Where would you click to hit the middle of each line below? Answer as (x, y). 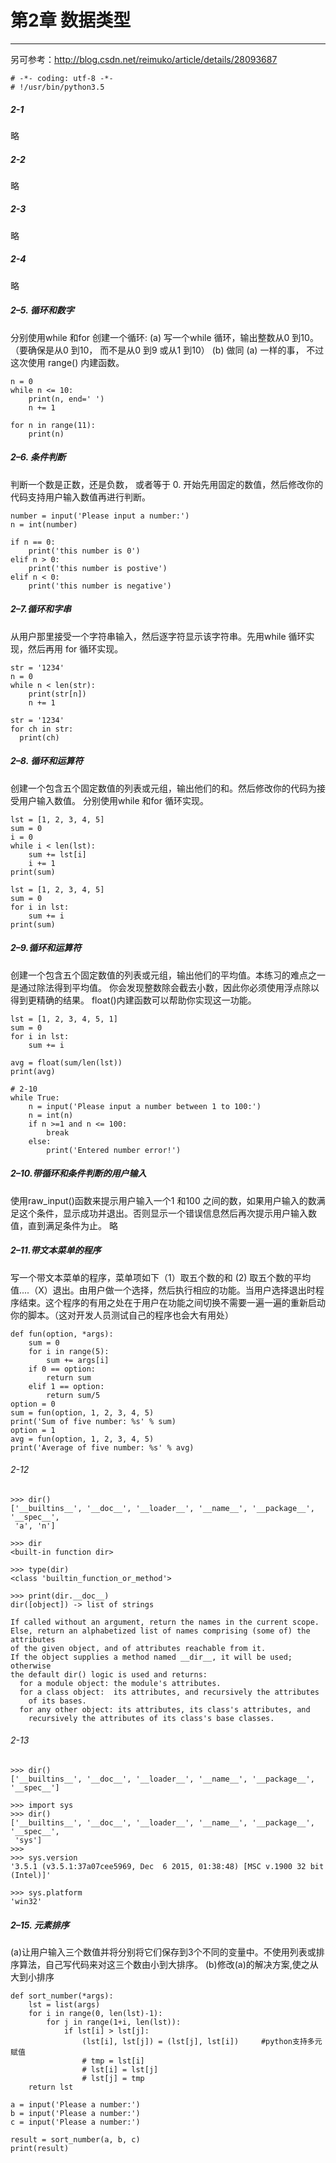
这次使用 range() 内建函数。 (67, 362)
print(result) (40, 2148)
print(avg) (33, 1071)
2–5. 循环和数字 (42, 310)
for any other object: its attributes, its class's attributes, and (165, 1709)
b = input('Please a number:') (75, 2113)
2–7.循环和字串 (41, 609)
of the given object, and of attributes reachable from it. (138, 1648)
